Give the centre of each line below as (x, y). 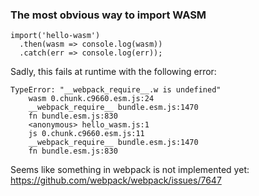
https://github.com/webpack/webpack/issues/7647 (116, 180)
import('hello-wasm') (55, 36)
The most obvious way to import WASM (108, 15)
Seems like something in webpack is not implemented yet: (130, 170)
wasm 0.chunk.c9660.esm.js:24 (91, 99)
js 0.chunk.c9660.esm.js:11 (86, 134)
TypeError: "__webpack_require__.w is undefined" (116, 90)
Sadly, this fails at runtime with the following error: (113, 72)
